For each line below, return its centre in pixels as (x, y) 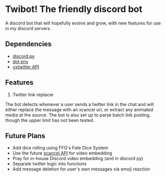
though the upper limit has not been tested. (50, 120)
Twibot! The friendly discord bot (74, 9)
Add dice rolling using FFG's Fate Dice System (60, 148)
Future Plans (25, 136)
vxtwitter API (26, 66)
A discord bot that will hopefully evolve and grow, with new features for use (83, 23)
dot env (20, 61)
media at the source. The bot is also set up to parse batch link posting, (78, 115)
